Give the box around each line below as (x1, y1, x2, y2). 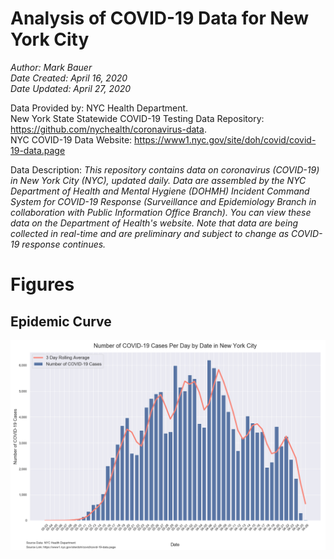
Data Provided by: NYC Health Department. (10, 102, 189, 114)
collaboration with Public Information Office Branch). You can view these (10, 206, 312, 218)
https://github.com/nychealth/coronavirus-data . (10, 123, 207, 135)
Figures (10, 273, 75, 296)
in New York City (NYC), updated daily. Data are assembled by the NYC (10, 174, 307, 186)
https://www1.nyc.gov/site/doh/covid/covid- (134, 133, 317, 146)
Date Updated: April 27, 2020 (10, 82, 132, 94)
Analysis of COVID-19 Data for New (10, 7, 309, 30)
